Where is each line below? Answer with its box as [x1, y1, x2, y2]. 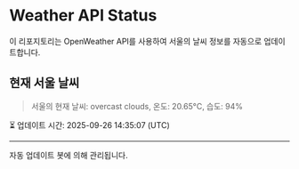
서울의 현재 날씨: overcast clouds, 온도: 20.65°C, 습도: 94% [30, 101, 243, 111]
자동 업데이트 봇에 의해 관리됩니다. [9, 149, 128, 160]
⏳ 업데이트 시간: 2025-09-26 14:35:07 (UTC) [9, 119, 171, 130]
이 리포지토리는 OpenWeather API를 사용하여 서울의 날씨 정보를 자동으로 [9, 36, 263, 46]
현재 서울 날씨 [9, 76, 80, 91]
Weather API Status [9, 5, 158, 26]
